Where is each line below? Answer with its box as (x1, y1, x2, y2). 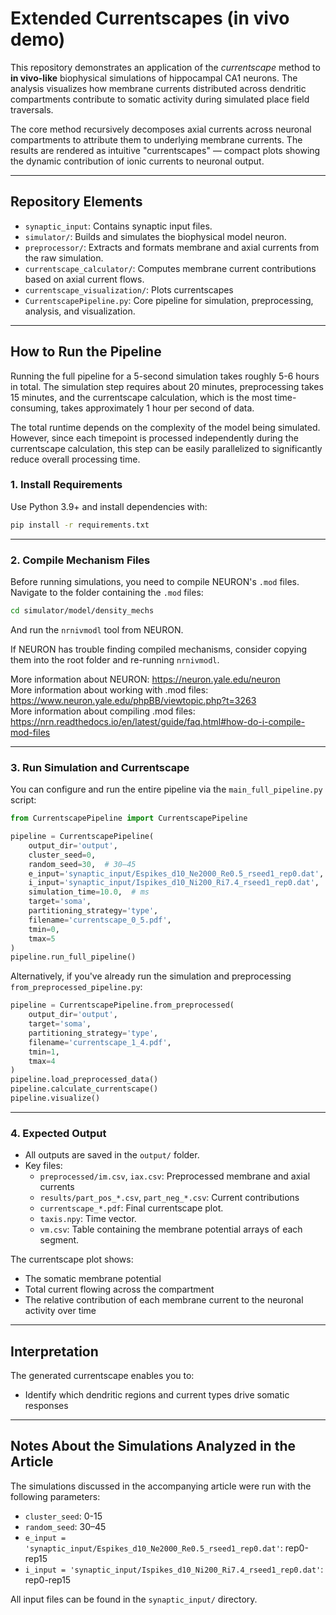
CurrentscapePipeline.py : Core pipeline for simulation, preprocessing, (24, 294, 314, 306)
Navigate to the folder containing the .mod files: (10, 587, 204, 599)
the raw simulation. (24, 252, 104, 264)
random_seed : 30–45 (24, 1520, 107, 1532)
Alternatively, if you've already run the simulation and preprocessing (10, 970, 292, 982)
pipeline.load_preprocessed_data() (10, 1075, 159, 1085)
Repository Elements (10, 193, 143, 211)
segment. (39, 1234, 80, 1246)
